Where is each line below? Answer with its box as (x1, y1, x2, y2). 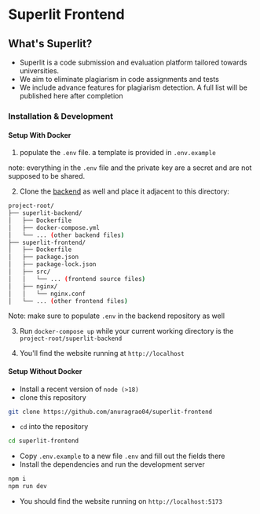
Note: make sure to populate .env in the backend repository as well (8, 311, 225, 320)
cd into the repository (19, 422, 89, 431)
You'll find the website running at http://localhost (19, 349, 185, 358)
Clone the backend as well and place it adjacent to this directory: (19, 187, 230, 196)
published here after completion (19, 91, 123, 100)
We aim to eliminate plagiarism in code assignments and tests (19, 75, 220, 83)
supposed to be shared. (8, 172, 86, 181)
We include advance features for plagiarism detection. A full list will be (19, 83, 247, 92)
